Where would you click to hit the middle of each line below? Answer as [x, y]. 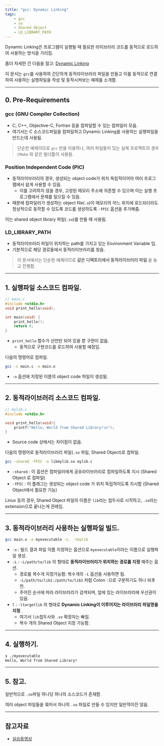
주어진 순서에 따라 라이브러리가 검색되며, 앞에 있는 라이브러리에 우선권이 [88, 592]
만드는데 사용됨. [27, 137]
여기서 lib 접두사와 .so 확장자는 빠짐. [55, 616]
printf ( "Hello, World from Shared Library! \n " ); [64, 428]
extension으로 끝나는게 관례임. [34, 506]
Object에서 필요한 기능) [35, 490]
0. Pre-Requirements [37, 100]
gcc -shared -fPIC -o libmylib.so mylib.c [49, 462]
